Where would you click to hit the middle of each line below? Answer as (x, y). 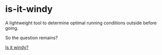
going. (12, 28)
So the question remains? (31, 38)
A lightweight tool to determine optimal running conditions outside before (81, 23)
